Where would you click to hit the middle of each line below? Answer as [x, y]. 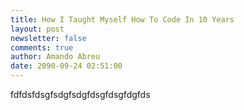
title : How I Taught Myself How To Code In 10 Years [122, 19]
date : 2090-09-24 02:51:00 [66, 66]
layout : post [37, 29]
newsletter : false [48, 38]
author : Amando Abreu [55, 57]
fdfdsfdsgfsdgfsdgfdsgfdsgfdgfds [80, 94]
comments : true [42, 47]
